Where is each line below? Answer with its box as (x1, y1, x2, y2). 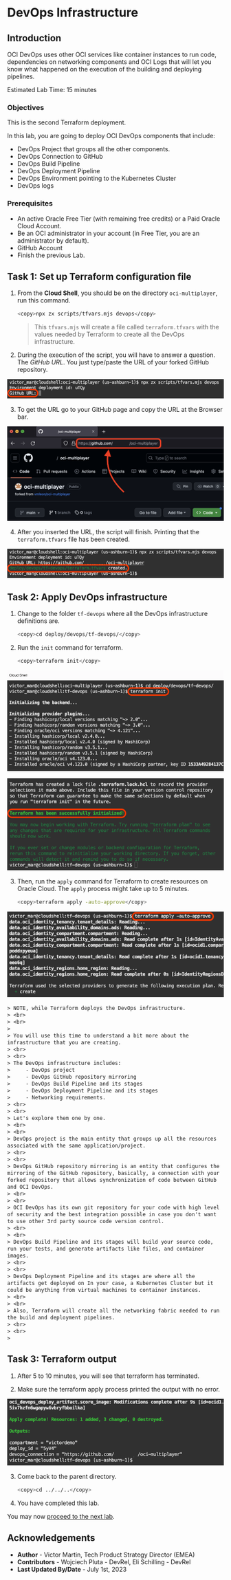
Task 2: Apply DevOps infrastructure (7, 591, 168, 603)
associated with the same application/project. (7, 1142, 146, 1149)
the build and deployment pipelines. (7, 1314, 115, 1321)
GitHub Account (16, 243, 63, 252)
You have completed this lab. (16, 1499, 100, 1507)
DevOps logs (16, 182, 54, 190)
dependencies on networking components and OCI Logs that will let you (7, 58, 212, 66)
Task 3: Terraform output (7, 1353, 117, 1365)
